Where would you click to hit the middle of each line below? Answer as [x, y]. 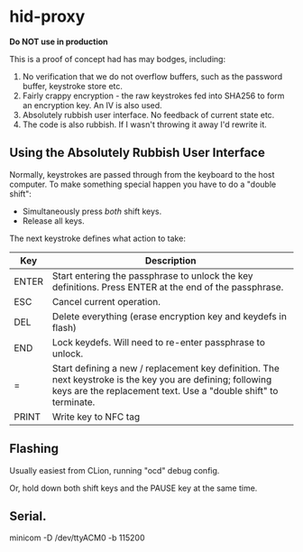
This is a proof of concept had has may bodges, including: [118, 59]
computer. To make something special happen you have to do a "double [143, 184]
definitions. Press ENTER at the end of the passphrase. [168, 287]
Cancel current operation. [106, 301]
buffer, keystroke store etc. [73, 86]
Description [170, 261]
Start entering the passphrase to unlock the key [152, 275]
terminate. [73, 401]
